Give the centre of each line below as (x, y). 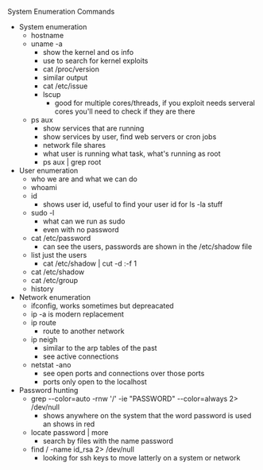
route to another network (83, 331)
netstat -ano (51, 365)
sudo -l (43, 213)
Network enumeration (54, 297)
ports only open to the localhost (95, 382)
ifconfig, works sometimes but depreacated (102, 306)
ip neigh (44, 340)
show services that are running (93, 128)
